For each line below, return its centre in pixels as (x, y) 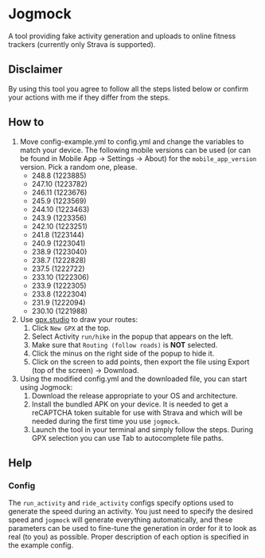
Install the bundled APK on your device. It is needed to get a (130, 404)
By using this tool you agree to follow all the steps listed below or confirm (129, 88)
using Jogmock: (46, 387)
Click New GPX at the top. (71, 328)
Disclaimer (35, 70)
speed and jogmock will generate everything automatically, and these (121, 520)
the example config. (41, 545)
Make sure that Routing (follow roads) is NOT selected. (125, 344)
